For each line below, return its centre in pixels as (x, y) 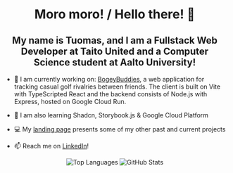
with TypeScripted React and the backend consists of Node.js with (111, 94)
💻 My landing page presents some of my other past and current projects (120, 129)
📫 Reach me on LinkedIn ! (51, 146)
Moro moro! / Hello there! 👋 (115, 14)
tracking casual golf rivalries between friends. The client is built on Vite (117, 86)
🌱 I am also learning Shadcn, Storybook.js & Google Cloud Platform (111, 115)
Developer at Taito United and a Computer (115, 51)
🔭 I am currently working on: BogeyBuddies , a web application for (109, 79)
